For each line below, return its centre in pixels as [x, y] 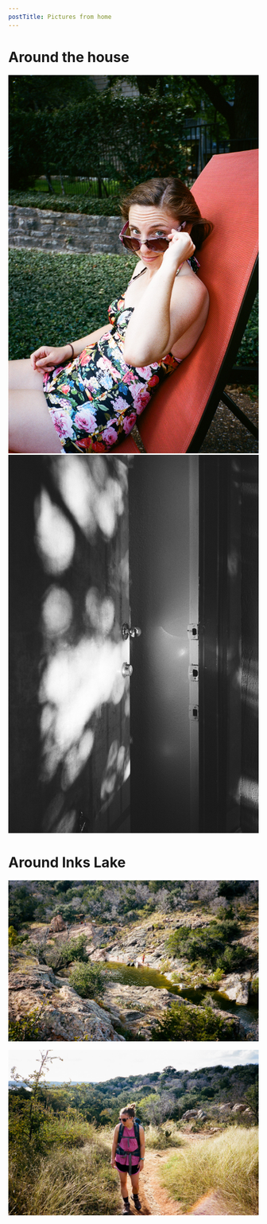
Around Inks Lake [67, 863]
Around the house [69, 57]
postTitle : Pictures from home [60, 17]
